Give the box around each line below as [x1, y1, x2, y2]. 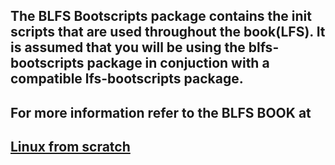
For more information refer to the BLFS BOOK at [10, 104, 312, 121]
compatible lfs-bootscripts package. [10, 70, 244, 88]
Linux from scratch [10, 139, 131, 156]
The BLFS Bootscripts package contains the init [10, 8, 312, 25]
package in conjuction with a [86, 55, 270, 72]
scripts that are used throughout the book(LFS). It [10, 24, 326, 41]
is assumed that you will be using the [10, 39, 246, 56]
